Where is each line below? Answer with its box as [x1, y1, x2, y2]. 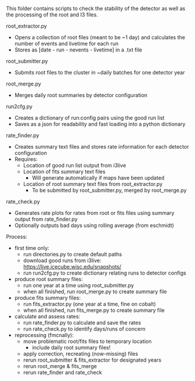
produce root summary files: [14, 276, 83, 283]
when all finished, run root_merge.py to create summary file [23, 288, 168, 295]
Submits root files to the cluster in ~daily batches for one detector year [14, 69, 185, 75]
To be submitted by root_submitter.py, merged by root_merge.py [32, 187, 187, 194]
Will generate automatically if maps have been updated [32, 174, 165, 181]
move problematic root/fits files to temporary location [23, 338, 152, 345]
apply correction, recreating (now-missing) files [23, 351, 138, 357]
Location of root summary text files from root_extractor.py [23, 181, 163, 187]
